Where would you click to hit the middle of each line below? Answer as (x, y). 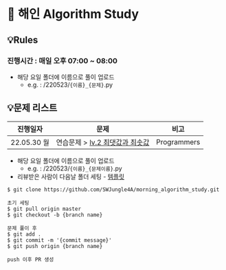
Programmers (178, 142)
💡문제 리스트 (32, 108)
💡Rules (23, 40)
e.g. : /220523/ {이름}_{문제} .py (70, 85)
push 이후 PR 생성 (31, 259)
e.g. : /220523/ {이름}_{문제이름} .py (75, 168)
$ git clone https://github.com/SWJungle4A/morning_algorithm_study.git (113, 190)
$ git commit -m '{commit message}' (59, 240)
